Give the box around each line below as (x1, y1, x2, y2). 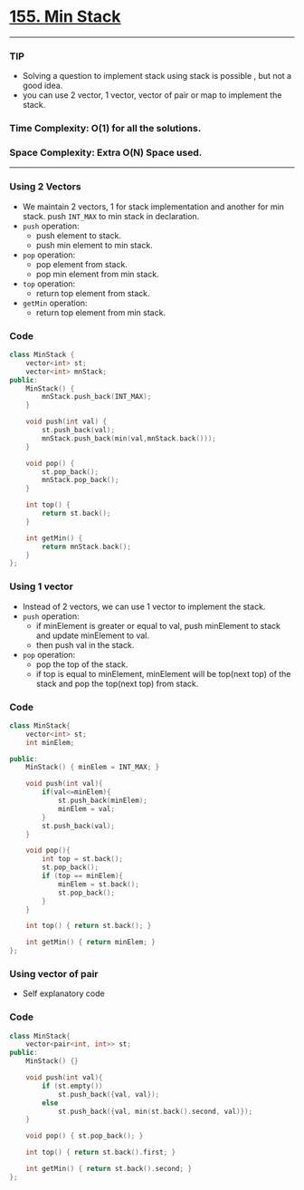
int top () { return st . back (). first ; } (25, 1148, 176, 1157)
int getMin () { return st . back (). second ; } (25, 1165, 193, 1174)
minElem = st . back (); (57, 879, 140, 889)
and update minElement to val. (35, 630, 150, 641)
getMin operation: (22, 297, 88, 308)
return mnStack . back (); (42, 542, 131, 551)
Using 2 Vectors (9, 180, 81, 193)
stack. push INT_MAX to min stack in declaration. (22, 210, 200, 221)
